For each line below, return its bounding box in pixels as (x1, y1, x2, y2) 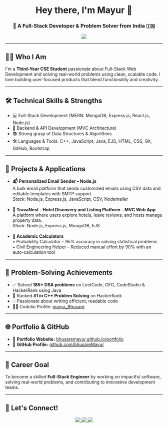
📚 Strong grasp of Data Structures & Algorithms (12, 131, 112, 137)
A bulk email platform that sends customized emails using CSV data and (12, 185, 161, 191)
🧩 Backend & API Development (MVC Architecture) (12, 125, 116, 131)
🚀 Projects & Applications (5, 165, 86, 173)
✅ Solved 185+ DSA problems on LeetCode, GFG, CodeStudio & (12, 281, 145, 287)
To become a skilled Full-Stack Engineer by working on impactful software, (5, 374, 161, 380)
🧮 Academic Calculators (12, 233, 64, 239)
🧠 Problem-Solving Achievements (5, 268, 113, 277)
